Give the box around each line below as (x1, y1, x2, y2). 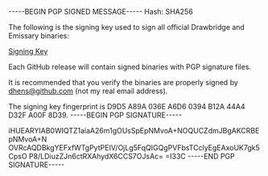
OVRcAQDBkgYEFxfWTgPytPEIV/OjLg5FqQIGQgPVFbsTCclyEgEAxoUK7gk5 (8, 143, 260, 152)
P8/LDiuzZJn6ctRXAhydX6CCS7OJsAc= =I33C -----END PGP (28, 152, 235, 161)
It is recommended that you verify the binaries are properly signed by (8, 78, 239, 87)
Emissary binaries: (8, 31, 70, 40)
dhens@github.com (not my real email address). (8, 86, 168, 96)
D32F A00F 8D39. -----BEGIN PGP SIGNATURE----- (8, 110, 183, 120)
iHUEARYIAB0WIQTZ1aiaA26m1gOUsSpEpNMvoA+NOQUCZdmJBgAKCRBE (8, 126, 260, 135)
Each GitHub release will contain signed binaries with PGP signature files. (8, 62, 252, 72)
